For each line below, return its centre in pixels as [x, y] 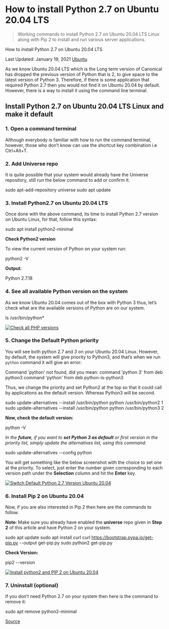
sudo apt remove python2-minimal [41, 612]
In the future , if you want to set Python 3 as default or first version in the [81, 437]
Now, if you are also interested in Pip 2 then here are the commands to [78, 507]
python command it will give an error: [44, 362]
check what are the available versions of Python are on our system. [75, 308]
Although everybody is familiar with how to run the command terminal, [78, 140]
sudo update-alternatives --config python [49, 452]
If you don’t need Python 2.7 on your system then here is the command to [82, 597]
